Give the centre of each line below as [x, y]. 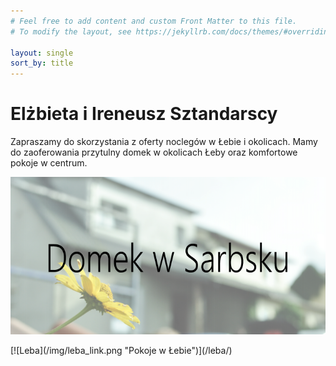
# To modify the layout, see [71, 31]
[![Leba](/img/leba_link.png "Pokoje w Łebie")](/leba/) [121, 351]
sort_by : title [42, 63]
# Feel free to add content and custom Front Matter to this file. [154, 21]
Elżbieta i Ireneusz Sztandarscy [144, 114]
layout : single [42, 53]
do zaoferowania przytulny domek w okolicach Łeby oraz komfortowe [154, 152]
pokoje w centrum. [49, 163]
